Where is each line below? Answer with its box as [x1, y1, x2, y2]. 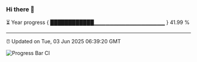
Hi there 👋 [6, 5, 35, 13]
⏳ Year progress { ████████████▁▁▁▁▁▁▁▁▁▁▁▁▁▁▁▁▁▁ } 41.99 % [6, 19, 190, 26]
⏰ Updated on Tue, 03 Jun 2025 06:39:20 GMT [6, 38, 121, 45]
